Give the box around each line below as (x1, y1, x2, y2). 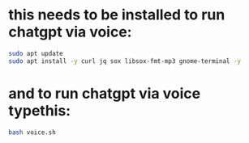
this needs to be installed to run (8, 6, 225, 24)
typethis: (8, 101, 71, 120)
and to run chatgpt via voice (8, 84, 201, 103)
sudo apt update (8, 49, 63, 57)
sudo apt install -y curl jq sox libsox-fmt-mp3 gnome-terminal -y (8, 57, 242, 65)
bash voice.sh (8, 128, 57, 137)
